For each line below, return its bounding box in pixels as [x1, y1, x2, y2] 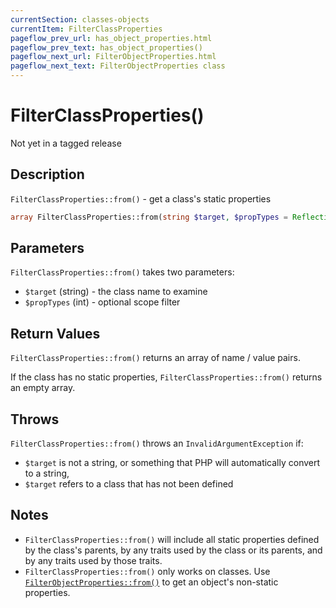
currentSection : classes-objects [10, 14, 150, 25]
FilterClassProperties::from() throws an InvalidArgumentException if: [10, 437, 304, 450]
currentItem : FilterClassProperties [10, 24, 163, 34]
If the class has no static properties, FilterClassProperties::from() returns [10, 371, 323, 383]
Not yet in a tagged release [10, 137, 122, 149]
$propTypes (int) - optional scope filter [24, 296, 181, 308]
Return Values [10, 325, 101, 342]
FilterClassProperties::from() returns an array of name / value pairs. [10, 352, 301, 364]
